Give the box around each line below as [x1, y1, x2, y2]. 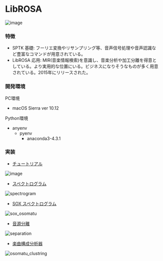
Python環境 [5, 115, 28, 121]
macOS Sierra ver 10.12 [12, 105, 59, 111]
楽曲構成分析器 [12, 240, 43, 246]
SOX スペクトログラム [12, 201, 57, 206]
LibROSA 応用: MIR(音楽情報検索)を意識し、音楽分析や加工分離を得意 [12, 58, 153, 63]
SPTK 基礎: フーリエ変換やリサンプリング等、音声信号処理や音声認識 [12, 45, 152, 51]
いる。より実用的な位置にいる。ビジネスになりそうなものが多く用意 [21, 63, 159, 69]
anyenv [12, 125, 27, 131]
